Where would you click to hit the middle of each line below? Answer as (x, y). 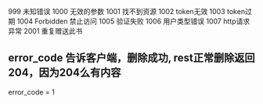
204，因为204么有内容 (65, 73)
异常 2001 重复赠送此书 (45, 31)
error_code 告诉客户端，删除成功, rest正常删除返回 (131, 58)
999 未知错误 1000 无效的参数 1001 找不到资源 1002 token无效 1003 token (126, 11)
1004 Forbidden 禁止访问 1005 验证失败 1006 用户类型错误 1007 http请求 (133, 21)
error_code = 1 (31, 91)
